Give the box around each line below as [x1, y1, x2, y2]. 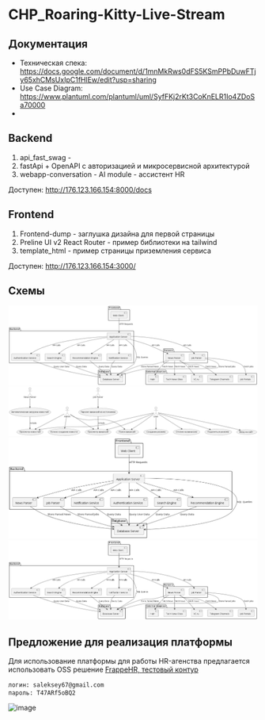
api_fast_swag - [19, 152, 71, 162]
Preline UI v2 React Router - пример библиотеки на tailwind [19, 237, 218, 247]
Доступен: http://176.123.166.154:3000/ [8, 261, 136, 270]
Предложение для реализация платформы [8, 635, 233, 649]
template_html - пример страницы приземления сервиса [19, 246, 212, 255]
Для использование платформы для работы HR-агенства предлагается [8, 656, 251, 665]
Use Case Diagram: [19, 83, 83, 93]
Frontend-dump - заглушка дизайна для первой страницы [19, 228, 215, 239]
